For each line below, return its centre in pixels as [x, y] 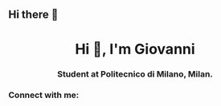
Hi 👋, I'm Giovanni [135, 49]
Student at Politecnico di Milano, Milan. [135, 74]
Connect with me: [44, 95]
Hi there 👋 [33, 15]
